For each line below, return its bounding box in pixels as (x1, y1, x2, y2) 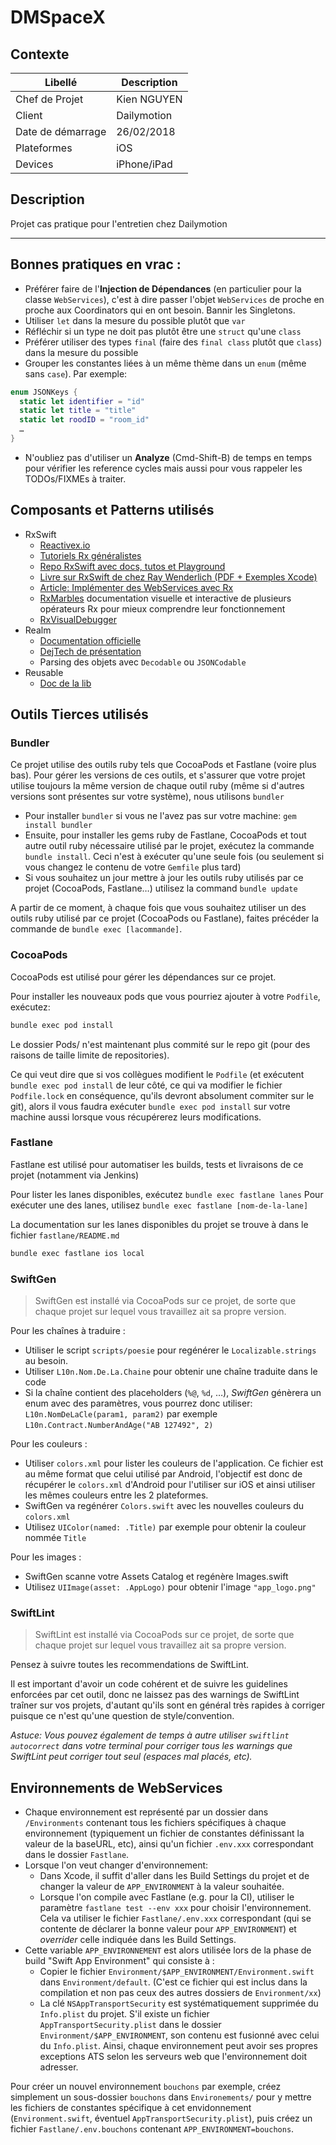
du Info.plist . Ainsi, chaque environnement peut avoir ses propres (39, 2040, 318, 2052)
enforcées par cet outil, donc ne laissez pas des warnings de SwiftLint (10, 1689, 300, 1701)
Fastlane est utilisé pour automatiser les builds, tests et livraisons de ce (10, 1158, 304, 1170)
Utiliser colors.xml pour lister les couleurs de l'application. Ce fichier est (24, 1457, 324, 1470)
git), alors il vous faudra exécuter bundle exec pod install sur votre (10, 1100, 291, 1112)
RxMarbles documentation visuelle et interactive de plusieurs (39, 592, 292, 604)
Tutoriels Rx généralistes (39, 549, 142, 561)
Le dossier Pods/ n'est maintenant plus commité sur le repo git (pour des (10, 1038, 311, 1050)
